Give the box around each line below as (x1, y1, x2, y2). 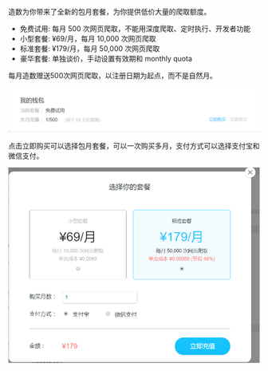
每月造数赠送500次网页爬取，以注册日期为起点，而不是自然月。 (8, 71, 217, 80)
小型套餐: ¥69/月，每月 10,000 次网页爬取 (19, 34, 157, 43)
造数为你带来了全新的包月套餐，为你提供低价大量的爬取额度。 (8, 7, 211, 16)
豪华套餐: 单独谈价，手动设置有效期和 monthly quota (19, 54, 193, 63)
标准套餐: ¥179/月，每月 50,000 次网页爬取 (19, 44, 160, 53)
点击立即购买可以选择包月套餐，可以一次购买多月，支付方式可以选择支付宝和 (8, 140, 260, 150)
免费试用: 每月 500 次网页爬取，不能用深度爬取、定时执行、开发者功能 (19, 24, 251, 34)
